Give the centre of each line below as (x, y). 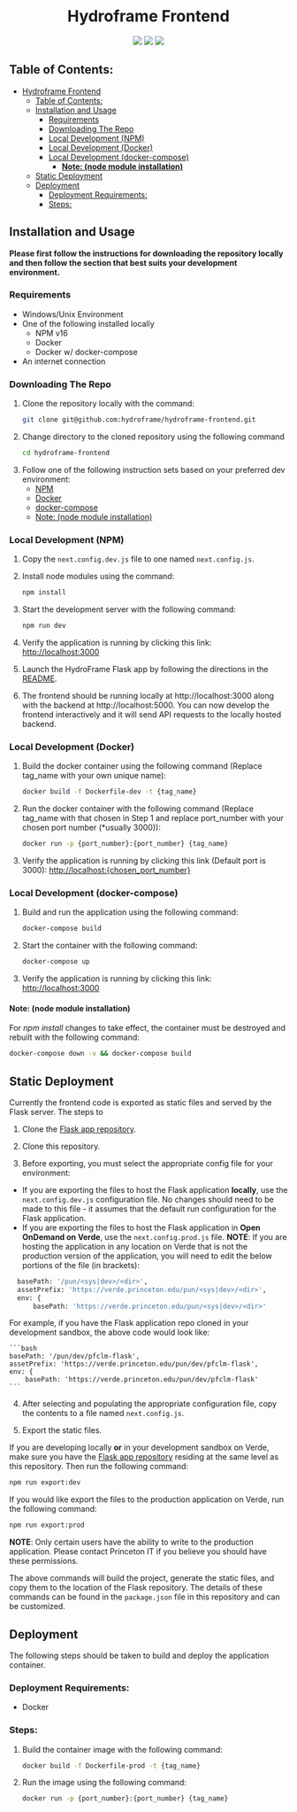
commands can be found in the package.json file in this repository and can (145, 1597)
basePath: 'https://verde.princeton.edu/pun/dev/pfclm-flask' (142, 1380)
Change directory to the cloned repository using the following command (153, 437)
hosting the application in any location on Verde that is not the (135, 1246)
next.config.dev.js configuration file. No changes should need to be (148, 1199)
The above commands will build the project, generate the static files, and (142, 1578)
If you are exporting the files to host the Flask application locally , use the (155, 1189)
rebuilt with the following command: (74, 1037)
